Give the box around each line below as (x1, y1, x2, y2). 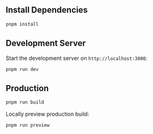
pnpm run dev (5, 66, 39, 72)
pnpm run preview (5, 122, 50, 128)
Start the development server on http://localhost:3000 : (5, 54, 148, 62)
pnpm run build (5, 99, 44, 106)
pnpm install (5, 21, 39, 27)
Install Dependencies (5, 5, 88, 15)
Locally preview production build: (5, 110, 90, 118)
